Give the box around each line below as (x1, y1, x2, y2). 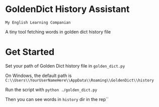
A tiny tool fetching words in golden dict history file (5, 28, 111, 34)
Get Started (5, 46, 54, 58)
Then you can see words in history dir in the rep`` (5, 96, 109, 102)
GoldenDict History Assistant (5, 3, 130, 15)
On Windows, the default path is (5, 72, 72, 78)
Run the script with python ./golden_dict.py (5, 86, 98, 92)
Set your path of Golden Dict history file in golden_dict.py (5, 62, 125, 68)
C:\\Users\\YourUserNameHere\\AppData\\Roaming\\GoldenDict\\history (5, 77, 154, 83)
